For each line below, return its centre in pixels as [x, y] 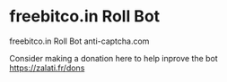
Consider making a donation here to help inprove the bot [113, 58]
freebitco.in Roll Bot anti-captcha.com [79, 41]
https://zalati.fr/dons [47, 68]
